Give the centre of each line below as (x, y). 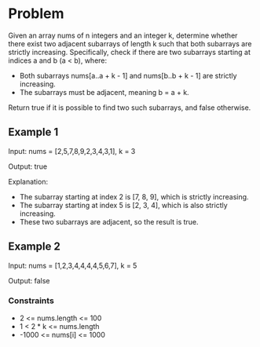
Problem (36, 14)
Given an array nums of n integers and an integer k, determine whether (123, 35)
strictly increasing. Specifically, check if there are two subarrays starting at (130, 52)
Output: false (29, 280)
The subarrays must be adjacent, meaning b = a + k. (104, 92)
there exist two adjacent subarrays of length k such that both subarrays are (130, 43)
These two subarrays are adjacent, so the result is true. (109, 221)
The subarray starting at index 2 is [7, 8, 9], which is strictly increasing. (134, 196)
